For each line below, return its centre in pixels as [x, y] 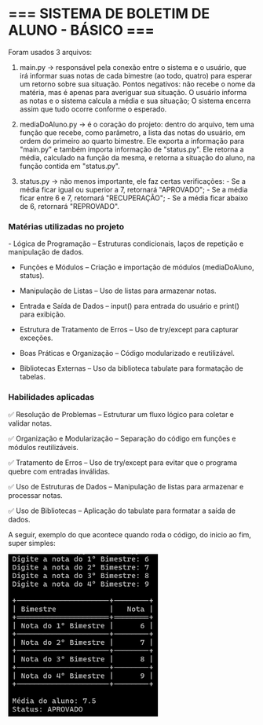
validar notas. [30, 423]
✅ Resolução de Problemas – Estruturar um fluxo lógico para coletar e [121, 414]
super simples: [32, 543]
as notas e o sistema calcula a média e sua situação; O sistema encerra [135, 101]
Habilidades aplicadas [51, 397]
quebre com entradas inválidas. [59, 471]
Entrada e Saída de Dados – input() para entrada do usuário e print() [129, 306]
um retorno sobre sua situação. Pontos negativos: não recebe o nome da [137, 84]
